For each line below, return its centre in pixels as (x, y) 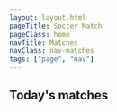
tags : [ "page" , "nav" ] (52, 59)
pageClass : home (40, 34)
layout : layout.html (48, 17)
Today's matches (59, 95)
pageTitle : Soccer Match (56, 26)
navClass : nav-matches (52, 51)
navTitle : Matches (44, 43)
